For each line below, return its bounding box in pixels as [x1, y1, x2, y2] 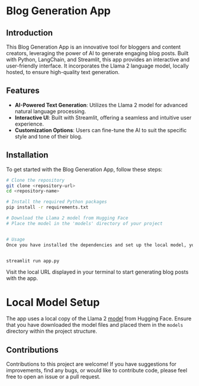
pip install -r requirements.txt [6, 204, 89, 211]
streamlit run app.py [6, 258, 60, 264]
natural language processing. [14, 108, 86, 115]
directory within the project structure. [6, 327, 98, 335]
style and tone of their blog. [14, 133, 83, 140]
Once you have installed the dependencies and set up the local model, [6, 242, 187, 248]
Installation [6, 150, 49, 160]
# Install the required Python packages [6, 199, 108, 205]
